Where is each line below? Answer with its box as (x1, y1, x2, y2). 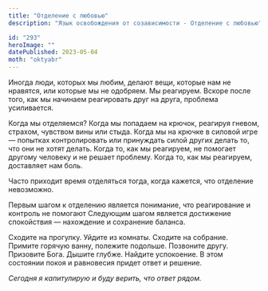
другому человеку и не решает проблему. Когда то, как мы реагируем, (8, 152, 253, 162)
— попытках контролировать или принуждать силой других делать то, (8, 136, 250, 144)
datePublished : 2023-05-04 (8, 49, 98, 57)
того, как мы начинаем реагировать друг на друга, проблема (8, 95, 219, 104)
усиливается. (8, 103, 54, 112)
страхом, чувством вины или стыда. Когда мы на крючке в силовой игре (8, 127, 258, 136)
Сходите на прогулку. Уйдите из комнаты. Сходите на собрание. (8, 233, 229, 242)
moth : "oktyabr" (8, 56, 62, 64)
